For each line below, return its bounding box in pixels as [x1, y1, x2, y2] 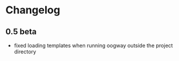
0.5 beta [5, 27, 37, 37]
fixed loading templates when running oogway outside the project [13, 42, 173, 49]
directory [13, 48, 36, 55]
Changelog [5, 3, 60, 17]
